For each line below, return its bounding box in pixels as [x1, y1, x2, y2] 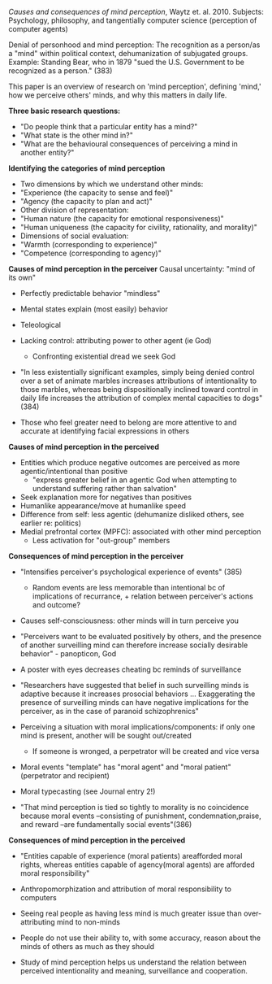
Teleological [19, 320, 61, 329]
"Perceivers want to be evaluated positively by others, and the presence [19, 632, 262, 641]
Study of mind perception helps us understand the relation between [19, 957, 247, 967]
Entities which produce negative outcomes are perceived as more [19, 458, 240, 467]
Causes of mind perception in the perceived [8, 442, 160, 451]
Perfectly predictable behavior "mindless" [19, 289, 161, 298]
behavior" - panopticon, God [19, 649, 117, 658]
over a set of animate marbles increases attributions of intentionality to [19, 376, 257, 385]
